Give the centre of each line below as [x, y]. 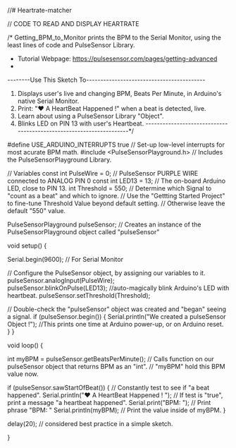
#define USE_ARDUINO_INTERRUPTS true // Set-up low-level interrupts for [116, 145]
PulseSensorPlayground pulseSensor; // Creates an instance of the [104, 224]
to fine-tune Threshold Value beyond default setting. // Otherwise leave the [116, 203]
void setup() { [27, 246]
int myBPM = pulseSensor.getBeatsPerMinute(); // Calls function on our [111, 359]
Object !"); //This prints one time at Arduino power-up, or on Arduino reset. [116, 324]
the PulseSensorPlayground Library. [60, 159]
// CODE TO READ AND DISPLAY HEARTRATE [73, 24]
